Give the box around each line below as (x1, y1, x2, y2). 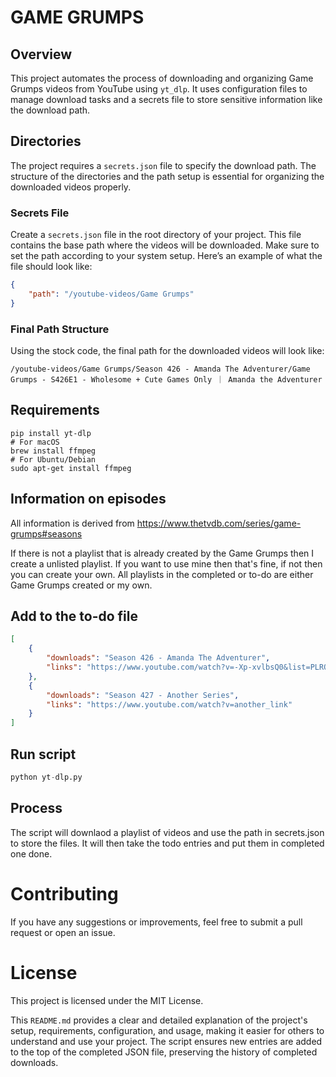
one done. (10, 847, 53, 860)
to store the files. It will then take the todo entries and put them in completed (10, 837, 325, 849)
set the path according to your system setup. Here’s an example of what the (10, 250, 323, 262)
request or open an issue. (10, 926, 116, 938)
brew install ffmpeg (10, 446, 97, 456)
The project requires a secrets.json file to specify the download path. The (10, 159, 317, 171)
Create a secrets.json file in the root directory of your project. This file (10, 229, 302, 241)
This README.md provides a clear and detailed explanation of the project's (10, 1014, 308, 1026)
